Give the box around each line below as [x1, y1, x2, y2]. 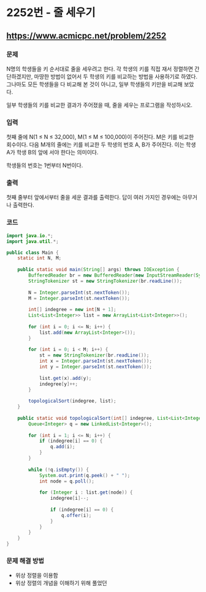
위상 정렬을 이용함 [15, 572, 58, 579]
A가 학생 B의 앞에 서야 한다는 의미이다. [6, 149, 99, 156]
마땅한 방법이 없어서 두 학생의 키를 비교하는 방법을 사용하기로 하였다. [34, 73, 198, 80]
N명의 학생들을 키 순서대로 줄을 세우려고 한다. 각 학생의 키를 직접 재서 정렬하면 [6, 65, 193, 73]
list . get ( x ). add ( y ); [39, 375, 92, 381]
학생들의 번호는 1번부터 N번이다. [6, 162, 83, 169]
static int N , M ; [17, 255, 62, 261]
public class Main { [6, 250, 59, 256]
